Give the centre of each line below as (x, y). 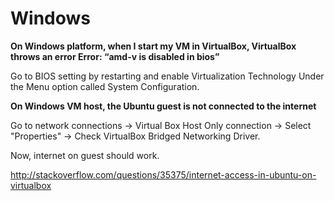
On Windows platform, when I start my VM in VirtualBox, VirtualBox (153, 46)
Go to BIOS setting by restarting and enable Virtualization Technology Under (167, 76)
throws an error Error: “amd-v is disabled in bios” (115, 56)
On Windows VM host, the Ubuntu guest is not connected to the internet (163, 106)
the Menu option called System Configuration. (105, 86)
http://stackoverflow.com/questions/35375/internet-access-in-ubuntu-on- (163, 174)
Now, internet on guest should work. (85, 155)
